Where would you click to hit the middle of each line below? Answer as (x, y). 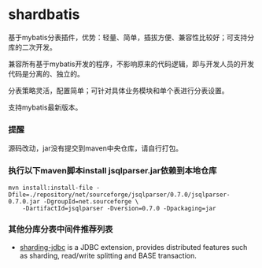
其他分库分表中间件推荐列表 (61, 229)
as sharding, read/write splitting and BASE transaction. (108, 255)
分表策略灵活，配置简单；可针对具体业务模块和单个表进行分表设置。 (118, 90)
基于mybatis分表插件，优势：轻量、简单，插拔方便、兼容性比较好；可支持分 (131, 37)
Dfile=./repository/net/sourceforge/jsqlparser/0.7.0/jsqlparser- (119, 195)
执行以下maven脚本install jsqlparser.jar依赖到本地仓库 (113, 171)
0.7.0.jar (24, 201)
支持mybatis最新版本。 (45, 107)
